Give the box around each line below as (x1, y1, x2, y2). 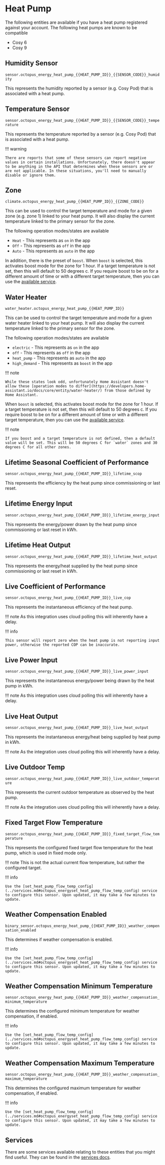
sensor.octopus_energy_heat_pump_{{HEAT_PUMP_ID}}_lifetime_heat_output (5, 554, 158, 559)
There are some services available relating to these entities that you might (5, 1149, 155, 1155)
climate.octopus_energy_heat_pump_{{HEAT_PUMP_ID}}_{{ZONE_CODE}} (5, 199, 144, 204)
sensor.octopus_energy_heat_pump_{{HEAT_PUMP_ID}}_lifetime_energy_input (5, 513, 160, 518)
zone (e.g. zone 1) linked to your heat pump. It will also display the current (5, 213, 155, 219)
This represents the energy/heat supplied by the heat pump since (5, 563, 138, 569)
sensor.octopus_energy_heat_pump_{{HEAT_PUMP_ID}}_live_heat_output (5, 726, 149, 730)
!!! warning (5, 146, 27, 151)
